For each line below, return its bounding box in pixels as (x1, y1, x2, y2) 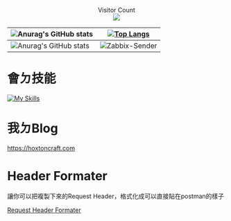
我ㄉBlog (7, 121, 58, 136)
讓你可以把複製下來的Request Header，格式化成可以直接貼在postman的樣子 (7, 192, 224, 200)
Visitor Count (98, 6, 135, 14)
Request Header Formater (7, 206, 81, 214)
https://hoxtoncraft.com (7, 143, 76, 152)
